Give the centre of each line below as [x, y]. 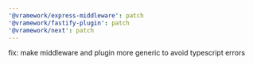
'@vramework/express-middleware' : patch [76, 15]
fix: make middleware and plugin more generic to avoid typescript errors [127, 53]
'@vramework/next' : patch [51, 30]
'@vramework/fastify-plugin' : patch [69, 23]
